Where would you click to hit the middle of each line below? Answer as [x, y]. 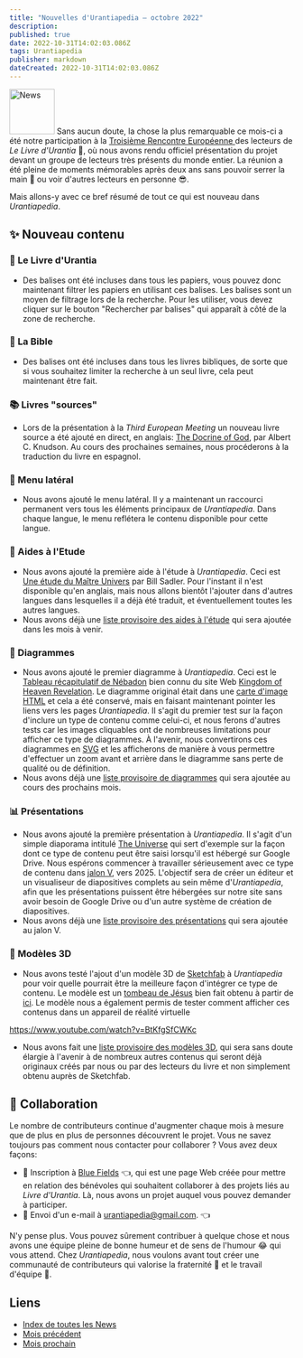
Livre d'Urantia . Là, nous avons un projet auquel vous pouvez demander [156, 1195]
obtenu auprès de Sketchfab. [76, 1075]
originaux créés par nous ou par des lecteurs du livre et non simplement [156, 1066]
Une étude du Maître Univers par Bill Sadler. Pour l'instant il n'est [142, 581]
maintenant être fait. [60, 380]
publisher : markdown [48, 60]
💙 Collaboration [54, 1105]
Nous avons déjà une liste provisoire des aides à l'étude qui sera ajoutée [156, 619]
